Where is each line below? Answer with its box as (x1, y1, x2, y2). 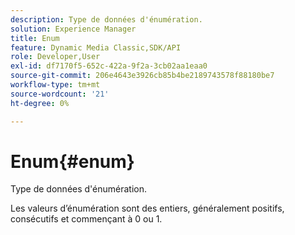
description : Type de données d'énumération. (10, 14, 203, 25)
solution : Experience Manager (10, 24, 137, 34)
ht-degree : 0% (10, 98, 70, 108)
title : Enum (10, 33, 60, 43)
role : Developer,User (10, 52, 101, 62)
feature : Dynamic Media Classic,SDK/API (10, 42, 182, 53)
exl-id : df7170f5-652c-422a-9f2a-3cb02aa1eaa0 (10, 61, 208, 71)
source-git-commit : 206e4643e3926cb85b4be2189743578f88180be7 (10, 71, 275, 81)
